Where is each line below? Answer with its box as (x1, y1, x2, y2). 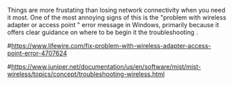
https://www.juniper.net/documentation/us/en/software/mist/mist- (10, 63, 201, 70)
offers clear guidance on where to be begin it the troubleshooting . (7, 28, 198, 36)
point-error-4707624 (7, 49, 68, 57)
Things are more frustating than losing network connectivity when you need (7, 6, 225, 14)
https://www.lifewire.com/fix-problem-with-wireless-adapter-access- (10, 42, 211, 49)
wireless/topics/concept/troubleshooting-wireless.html (7, 70, 165, 78)
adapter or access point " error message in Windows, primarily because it (7, 21, 220, 29)
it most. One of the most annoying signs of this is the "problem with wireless (7, 13, 227, 22)
